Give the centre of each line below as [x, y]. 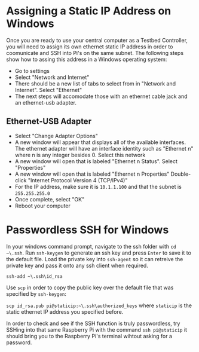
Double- [181, 174]
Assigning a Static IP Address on [89, 11]
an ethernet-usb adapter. [45, 102]
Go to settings [32, 71]
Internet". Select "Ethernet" [48, 90]
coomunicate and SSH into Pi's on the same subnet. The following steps [95, 53]
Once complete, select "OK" [50, 199]
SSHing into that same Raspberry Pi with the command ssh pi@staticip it [97, 329]
